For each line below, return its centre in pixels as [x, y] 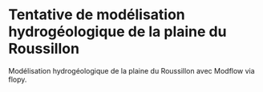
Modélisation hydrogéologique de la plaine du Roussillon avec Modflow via [131, 70]
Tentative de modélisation [97, 15]
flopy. [18, 79]
